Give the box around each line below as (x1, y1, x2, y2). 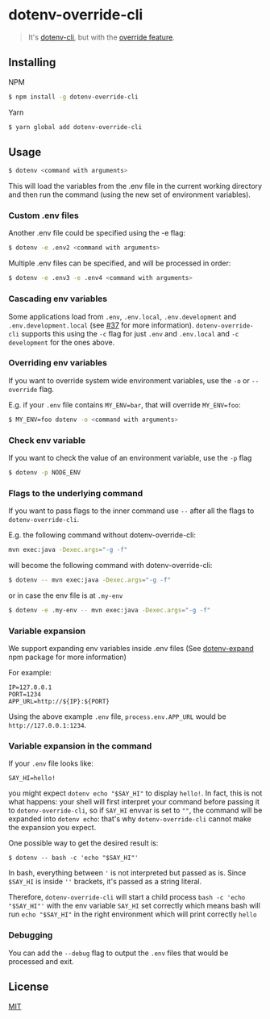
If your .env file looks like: (8, 758, 94, 768)
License (8, 980, 49, 994)
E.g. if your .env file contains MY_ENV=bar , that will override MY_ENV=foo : (8, 399, 241, 409)
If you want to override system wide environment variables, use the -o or (8, 375, 250, 385)
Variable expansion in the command (8, 741, 152, 752)
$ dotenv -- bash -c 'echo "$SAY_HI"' (8, 854, 139, 862)
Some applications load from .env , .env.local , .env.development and (8, 311, 237, 321)
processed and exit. (8, 956, 74, 966)
